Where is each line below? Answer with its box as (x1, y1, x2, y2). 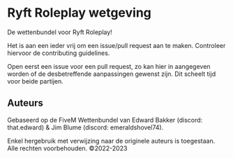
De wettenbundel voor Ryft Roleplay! (7, 28, 113, 36)
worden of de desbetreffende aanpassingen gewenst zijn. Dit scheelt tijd (7, 70, 216, 78)
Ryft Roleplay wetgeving (7, 5, 152, 21)
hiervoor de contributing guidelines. (7, 49, 110, 57)
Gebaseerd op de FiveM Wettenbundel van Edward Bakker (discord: (7, 116, 203, 124)
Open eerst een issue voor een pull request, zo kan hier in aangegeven (7, 62, 211, 70)
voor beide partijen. (7, 77, 64, 85)
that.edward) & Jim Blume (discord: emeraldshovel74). (7, 123, 164, 132)
